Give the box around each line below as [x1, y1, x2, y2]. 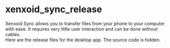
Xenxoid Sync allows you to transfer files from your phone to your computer [5, 20, 165, 27]
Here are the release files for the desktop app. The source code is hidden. [5, 37, 161, 43]
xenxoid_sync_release [5, 4, 102, 15]
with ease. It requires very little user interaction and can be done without [5, 26, 158, 32]
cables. [5, 31, 21, 37]
